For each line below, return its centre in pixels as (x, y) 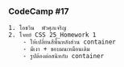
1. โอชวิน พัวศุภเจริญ (37, 28)
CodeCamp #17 (39, 11)
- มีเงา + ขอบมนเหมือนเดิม (56, 49)
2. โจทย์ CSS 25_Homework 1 (52, 35)
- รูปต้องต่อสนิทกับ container (64, 57)
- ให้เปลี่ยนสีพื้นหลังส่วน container (70, 42)
